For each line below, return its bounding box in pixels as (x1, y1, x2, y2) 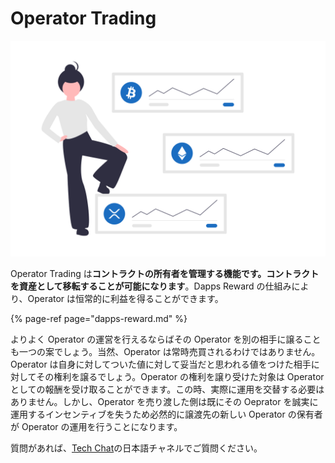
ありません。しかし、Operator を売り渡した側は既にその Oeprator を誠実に (10, 396, 319, 408)
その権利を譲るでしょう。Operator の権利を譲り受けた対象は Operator (36, 371, 325, 383)
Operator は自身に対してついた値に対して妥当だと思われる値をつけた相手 (10, 358, 312, 371)
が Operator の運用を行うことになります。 (10, 421, 183, 433)
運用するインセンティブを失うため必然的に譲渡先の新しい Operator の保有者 (10, 408, 323, 421)
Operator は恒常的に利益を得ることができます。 (27, 293, 224, 305)
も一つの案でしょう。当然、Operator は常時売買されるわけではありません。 (10, 346, 321, 358)
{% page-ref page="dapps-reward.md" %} (10, 313, 188, 325)
